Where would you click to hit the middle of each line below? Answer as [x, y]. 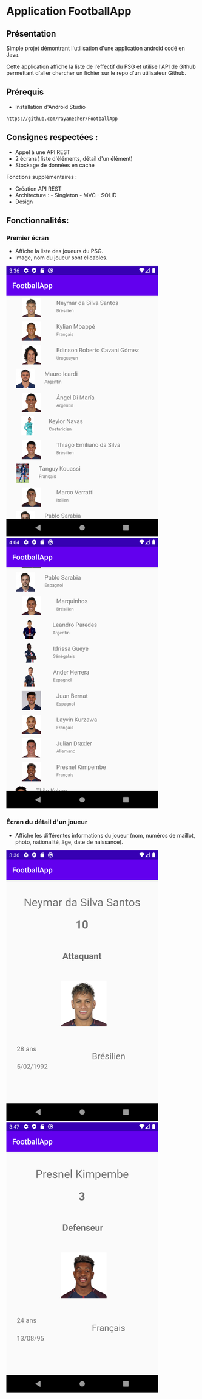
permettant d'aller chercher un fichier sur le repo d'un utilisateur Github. [96, 73]
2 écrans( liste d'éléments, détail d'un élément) [74, 158]
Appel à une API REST [43, 152]
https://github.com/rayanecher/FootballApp [62, 119]
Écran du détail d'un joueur [47, 822]
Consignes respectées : [52, 137]
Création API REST [38, 188]
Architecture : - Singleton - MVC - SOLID [66, 195]
